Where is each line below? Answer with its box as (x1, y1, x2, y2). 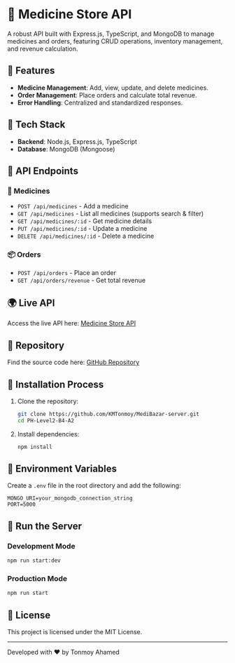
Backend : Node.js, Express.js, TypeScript (17, 137, 138, 146)
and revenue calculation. (7, 44, 78, 53)
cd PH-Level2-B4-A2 (17, 417, 75, 424)
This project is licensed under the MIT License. (7, 627, 143, 636)
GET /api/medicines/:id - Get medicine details (17, 217, 152, 225)
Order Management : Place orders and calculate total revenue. (17, 91, 197, 99)
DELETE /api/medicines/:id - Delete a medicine (17, 232, 155, 241)
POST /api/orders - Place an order (17, 268, 117, 276)
